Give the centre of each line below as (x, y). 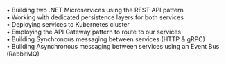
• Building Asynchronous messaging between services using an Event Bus (113, 46)
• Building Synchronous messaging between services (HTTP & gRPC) (106, 39)
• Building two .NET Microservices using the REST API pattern (95, 10)
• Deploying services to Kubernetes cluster (68, 24)
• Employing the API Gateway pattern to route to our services (94, 32)
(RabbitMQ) (23, 54)
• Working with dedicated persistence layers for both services (95, 17)
